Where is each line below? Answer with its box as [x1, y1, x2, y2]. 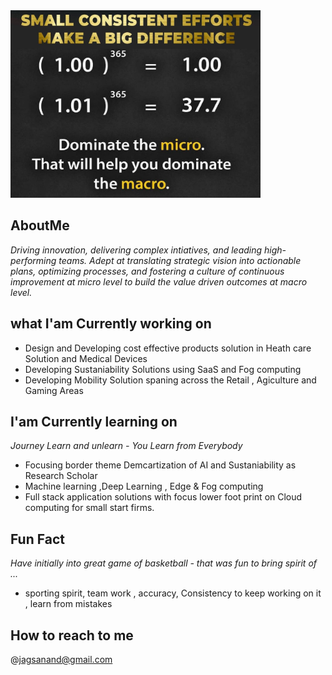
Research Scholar [24, 470, 98, 482]
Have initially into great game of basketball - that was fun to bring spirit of [10, 557, 317, 569]
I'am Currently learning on [10, 414, 178, 431]
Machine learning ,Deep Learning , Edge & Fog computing [24, 480, 264, 493]
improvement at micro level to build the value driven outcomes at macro [10, 275, 308, 288]
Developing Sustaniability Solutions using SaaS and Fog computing [24, 363, 302, 375]
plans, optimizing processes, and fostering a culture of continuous [10, 265, 285, 277]
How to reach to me [10, 627, 134, 644]
